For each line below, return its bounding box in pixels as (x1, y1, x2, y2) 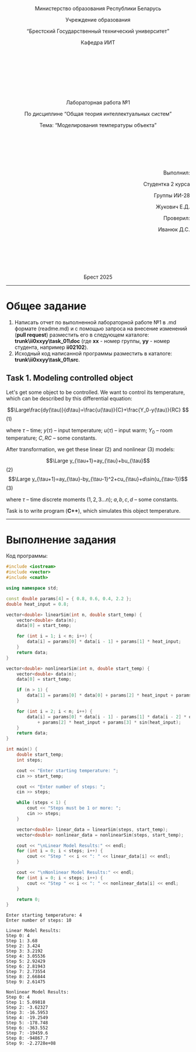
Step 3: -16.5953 (6, 1010, 48, 1016)
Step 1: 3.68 (6, 938, 38, 944)
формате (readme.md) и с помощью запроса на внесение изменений (14, 325, 188, 332)
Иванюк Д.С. (157, 226, 190, 233)
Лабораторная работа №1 (66, 99, 130, 106)
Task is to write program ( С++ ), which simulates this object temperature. (6, 507, 181, 514)
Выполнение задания (6, 533, 117, 546)
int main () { (6, 746, 38, 752)
